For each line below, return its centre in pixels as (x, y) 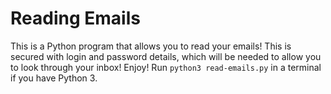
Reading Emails (75, 18)
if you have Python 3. (54, 78)
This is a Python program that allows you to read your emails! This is (151, 46)
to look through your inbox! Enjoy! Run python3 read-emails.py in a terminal (166, 67)
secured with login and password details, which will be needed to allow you (166, 56)
